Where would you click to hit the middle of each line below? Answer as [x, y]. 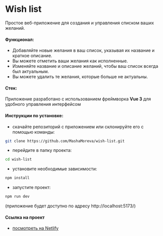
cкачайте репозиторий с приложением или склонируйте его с [78, 127]
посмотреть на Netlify [35, 228]
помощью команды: [34, 132]
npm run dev [17, 196]
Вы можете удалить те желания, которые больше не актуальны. [80, 77]
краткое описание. [32, 56]
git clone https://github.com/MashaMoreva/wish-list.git [65, 141]
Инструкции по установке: [34, 115]
